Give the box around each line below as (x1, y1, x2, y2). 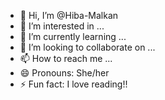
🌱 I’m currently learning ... (19, 31, 127, 42)
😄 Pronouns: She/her (19, 67, 110, 79)
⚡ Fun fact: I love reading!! (19, 78, 128, 90)
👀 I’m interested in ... (19, 20, 105, 32)
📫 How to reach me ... (19, 53, 113, 64)
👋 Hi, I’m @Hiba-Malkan (19, 10, 119, 21)
